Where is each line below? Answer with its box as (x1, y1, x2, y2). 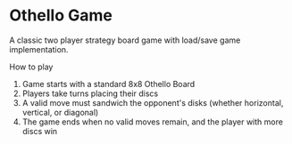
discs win (21, 125, 58, 136)
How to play (9, 61, 54, 72)
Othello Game (9, 5, 113, 26)
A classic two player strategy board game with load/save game (9, 35, 241, 45)
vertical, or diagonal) (21, 107, 99, 117)
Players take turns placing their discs (21, 88, 159, 99)
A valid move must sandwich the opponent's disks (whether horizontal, (21, 97, 284, 108)
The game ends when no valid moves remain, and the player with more (21, 116, 284, 127)
